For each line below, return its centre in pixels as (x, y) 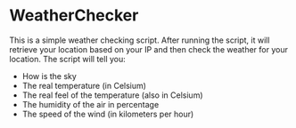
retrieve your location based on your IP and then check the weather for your (148, 49)
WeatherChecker (74, 16)
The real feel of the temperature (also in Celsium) (112, 95)
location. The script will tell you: (68, 59)
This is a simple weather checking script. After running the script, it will (140, 40)
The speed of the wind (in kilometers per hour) (108, 114)
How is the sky (49, 76)
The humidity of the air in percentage (90, 104)
